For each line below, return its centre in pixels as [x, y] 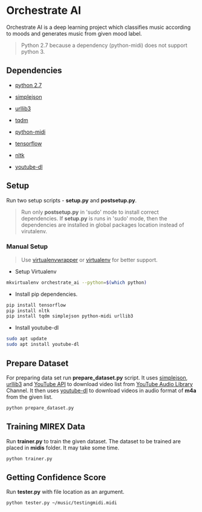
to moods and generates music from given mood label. [74, 33]
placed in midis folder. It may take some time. [63, 448]
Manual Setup [27, 246]
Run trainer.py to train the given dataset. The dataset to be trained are [93, 441]
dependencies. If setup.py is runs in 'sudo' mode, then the [94, 218]
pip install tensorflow [36, 305]
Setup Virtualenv [36, 271]
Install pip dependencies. [46, 294]
